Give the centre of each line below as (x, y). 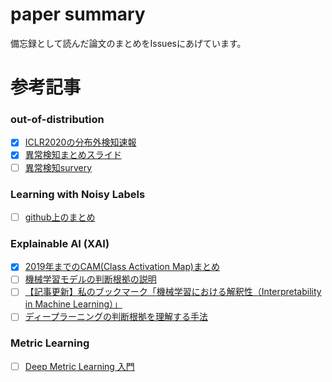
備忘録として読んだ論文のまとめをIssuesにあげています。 (128, 43)
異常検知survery (58, 167)
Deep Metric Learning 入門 (79, 366)
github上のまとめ (60, 217)
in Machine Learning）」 (73, 304)
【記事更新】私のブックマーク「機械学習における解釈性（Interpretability (173, 292)
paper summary (78, 14)
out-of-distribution (57, 120)
